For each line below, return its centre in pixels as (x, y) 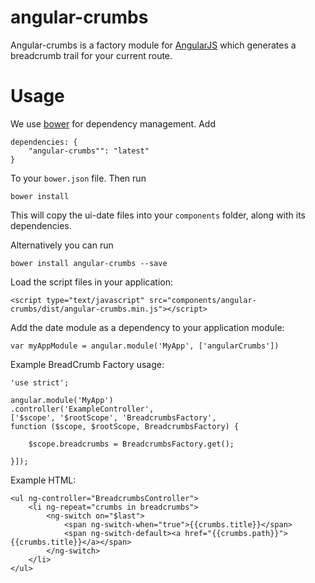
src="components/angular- (202, 300)
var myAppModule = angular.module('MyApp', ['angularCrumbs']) (145, 346)
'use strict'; (40, 382)
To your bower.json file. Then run (78, 178)
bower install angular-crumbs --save (89, 263)
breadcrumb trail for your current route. (91, 55)
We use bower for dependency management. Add (113, 123)
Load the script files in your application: (92, 282)
